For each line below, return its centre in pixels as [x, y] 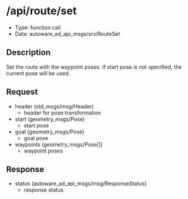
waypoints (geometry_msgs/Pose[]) [59, 144]
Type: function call [38, 27]
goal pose [36, 138]
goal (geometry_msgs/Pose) [50, 132]
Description [28, 53]
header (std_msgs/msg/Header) [54, 106]
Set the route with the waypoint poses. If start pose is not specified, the [94, 67]
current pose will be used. [38, 73]
